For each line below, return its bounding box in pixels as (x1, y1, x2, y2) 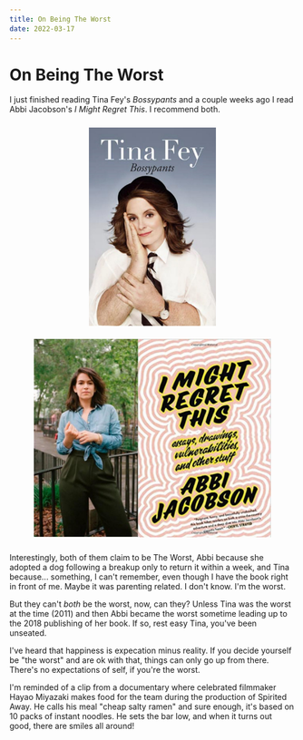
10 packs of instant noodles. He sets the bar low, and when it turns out (9, 711, 272, 722)
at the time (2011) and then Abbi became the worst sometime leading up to (9, 609, 288, 619)
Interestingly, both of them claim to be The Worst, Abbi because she (9, 552, 265, 563)
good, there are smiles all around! (9, 721, 135, 732)
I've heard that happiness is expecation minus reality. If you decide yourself (9, 645, 292, 657)
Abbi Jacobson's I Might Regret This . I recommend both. (9, 104, 220, 115)
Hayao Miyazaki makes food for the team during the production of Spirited (9, 692, 288, 703)
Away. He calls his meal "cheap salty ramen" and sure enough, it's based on (9, 701, 295, 712)
